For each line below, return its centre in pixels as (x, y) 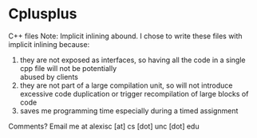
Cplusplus (43, 14)
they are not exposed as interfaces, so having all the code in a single (132, 60)
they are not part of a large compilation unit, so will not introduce (126, 85)
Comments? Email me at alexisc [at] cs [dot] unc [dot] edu (104, 126)
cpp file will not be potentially (68, 68)
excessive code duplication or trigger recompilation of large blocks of (134, 93)
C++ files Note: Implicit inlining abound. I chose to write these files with (125, 36)
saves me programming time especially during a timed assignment (129, 110)
